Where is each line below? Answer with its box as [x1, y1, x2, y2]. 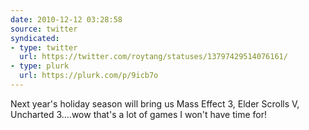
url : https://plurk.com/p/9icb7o [19, 71, 159, 81]
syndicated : [10, 33, 60, 43]
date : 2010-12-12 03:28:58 [10, 14, 123, 25]
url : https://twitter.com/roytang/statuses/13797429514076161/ [19, 52, 288, 62]
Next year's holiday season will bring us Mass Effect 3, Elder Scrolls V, [10, 97, 300, 110]
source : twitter [10, 24, 78, 34]
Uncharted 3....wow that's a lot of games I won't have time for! [10, 108, 267, 120]
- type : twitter [10, 42, 78, 53]
